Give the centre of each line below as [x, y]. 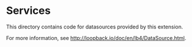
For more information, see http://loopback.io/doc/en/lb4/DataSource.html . [96, 38]
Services [29, 11]
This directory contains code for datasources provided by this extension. [95, 27]
